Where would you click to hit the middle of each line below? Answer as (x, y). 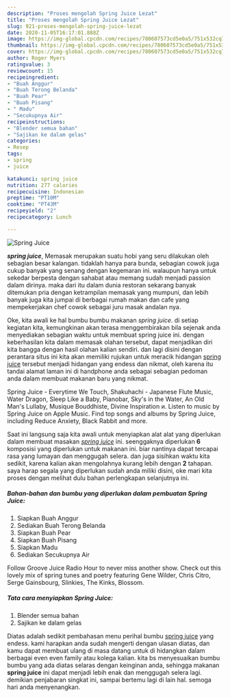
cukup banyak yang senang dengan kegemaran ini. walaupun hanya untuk (112, 270)
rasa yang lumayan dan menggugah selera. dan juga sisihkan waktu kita (108, 456)
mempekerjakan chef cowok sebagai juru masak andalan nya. (94, 306)
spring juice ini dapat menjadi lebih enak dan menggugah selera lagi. (104, 672)
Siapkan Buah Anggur (48, 518)
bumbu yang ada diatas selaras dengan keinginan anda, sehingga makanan (113, 665)
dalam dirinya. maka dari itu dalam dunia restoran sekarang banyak (102, 285)
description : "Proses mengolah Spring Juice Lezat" (82, 13)
